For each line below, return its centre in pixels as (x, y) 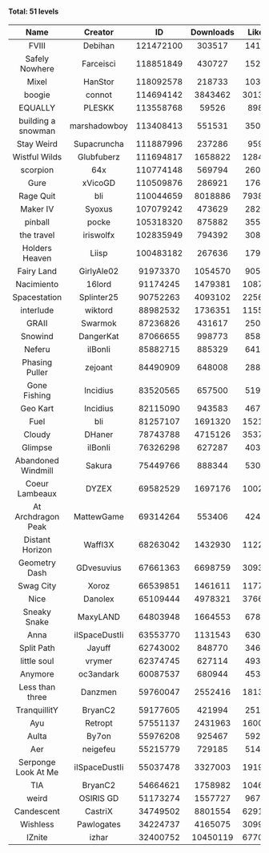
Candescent (37, 811)
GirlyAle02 (99, 271)
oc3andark (99, 674)
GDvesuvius (98, 568)
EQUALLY (37, 108)
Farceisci (98, 64)
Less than (37, 687)
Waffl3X (99, 545)
